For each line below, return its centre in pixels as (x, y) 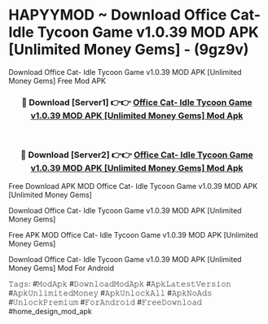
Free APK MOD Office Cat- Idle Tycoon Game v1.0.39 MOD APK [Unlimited (133, 234)
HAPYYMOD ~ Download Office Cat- (135, 15)
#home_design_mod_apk (50, 311)
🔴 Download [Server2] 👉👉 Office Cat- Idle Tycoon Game (137, 155)
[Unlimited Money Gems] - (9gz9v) (129, 50)
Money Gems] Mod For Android (62, 268)
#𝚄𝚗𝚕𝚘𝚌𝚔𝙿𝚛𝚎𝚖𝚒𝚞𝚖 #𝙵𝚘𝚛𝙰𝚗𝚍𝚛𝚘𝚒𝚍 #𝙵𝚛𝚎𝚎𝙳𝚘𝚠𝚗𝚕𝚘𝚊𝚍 (105, 302)
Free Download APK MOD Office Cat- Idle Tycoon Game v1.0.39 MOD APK (133, 186)
